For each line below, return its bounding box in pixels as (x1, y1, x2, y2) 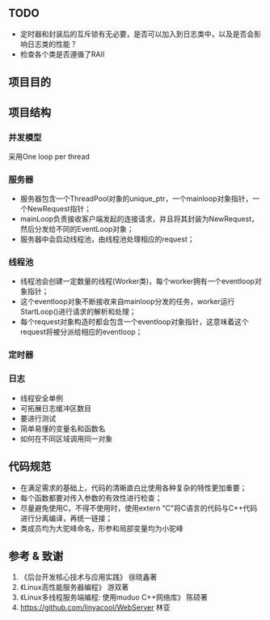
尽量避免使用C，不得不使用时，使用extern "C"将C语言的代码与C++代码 (19, 502, 258, 513)
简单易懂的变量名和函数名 (19, 423, 106, 433)
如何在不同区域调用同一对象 (19, 434, 113, 443)
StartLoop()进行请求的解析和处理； (19, 307, 137, 317)
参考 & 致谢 (8, 549, 64, 562)
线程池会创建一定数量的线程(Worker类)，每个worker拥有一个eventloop (19, 276, 255, 286)
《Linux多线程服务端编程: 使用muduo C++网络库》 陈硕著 (19, 592, 209, 602)
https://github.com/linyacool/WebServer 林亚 (19, 603, 171, 613)
